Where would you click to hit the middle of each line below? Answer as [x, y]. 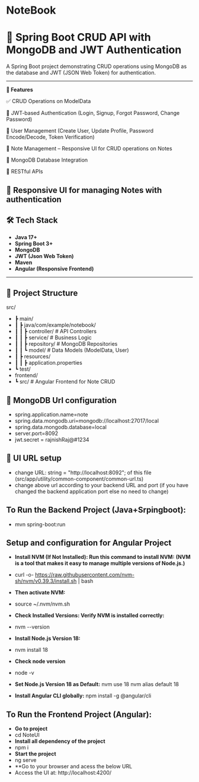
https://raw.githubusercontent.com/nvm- [85, 575]
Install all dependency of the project [60, 741]
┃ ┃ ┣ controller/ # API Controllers [55, 332]
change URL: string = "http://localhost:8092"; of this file [83, 472]
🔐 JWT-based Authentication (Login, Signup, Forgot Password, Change [93, 113]
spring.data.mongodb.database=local [61, 427]
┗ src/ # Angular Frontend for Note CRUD [65, 382]
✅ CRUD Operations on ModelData [49, 101]
